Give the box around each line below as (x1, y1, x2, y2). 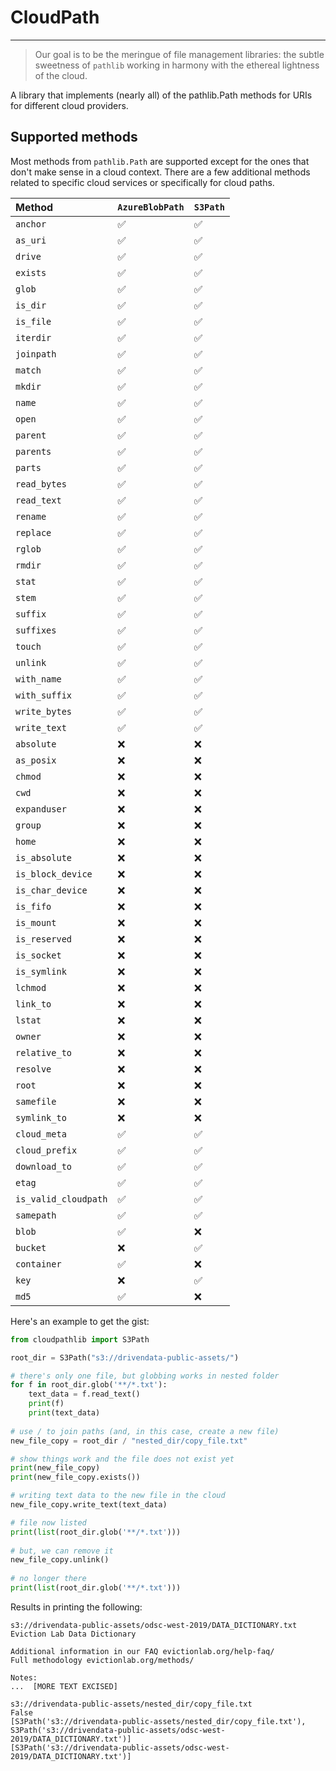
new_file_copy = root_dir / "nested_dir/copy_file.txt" (10, 1436, 248, 1446)
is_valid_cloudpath (15, 1193, 108, 1205)
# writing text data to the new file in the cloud (10, 1491, 226, 1501)
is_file (15, 316, 52, 327)
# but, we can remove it (10, 1546, 114, 1556)
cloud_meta (15, 1128, 67, 1140)
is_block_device (15, 868, 93, 880)
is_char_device (15, 884, 88, 896)
